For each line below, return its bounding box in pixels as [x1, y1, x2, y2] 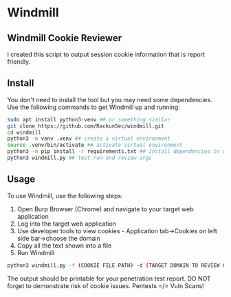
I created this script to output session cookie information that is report [7, 50, 205, 58]
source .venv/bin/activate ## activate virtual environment [7, 142, 184, 149]
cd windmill [7, 129, 41, 136]
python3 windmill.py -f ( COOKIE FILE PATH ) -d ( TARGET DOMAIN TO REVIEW [7, 262, 220, 269]
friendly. [7, 58, 31, 66]
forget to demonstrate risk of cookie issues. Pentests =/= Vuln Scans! [7, 281, 204, 289]
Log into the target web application [16, 219, 117, 228]
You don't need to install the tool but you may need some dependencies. [7, 95, 212, 104]
